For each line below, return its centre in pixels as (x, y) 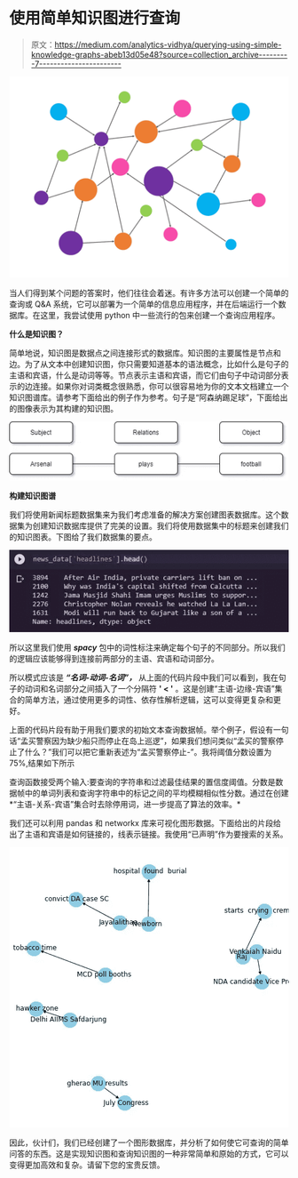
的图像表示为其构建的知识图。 (63, 409)
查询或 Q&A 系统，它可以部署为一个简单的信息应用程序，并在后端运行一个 (144, 304)
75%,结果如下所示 (42, 763)
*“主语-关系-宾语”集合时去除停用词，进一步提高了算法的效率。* (125, 804)
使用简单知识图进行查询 (95, 18)
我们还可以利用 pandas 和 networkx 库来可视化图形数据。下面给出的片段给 (145, 822)
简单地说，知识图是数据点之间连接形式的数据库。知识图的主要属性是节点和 (145, 353)
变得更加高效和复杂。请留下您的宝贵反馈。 (87, 1165)
